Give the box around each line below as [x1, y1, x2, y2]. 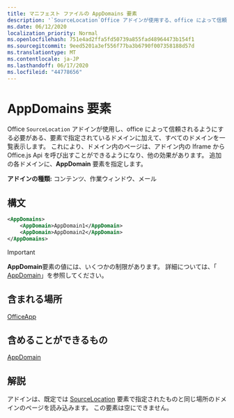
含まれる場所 [7, 293, 63, 305]
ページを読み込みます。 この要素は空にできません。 [25, 403, 173, 412]
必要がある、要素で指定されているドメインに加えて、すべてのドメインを [13, 134, 219, 142]
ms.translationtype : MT [7, 49, 77, 56]
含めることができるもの [7, 334, 108, 346]
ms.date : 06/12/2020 [7, 23, 68, 30]
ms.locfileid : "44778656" [7, 68, 82, 75]
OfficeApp [7, 312, 37, 320]
